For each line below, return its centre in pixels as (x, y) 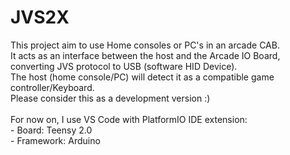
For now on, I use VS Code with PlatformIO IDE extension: (129, 119)
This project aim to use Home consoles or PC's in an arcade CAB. (145, 45)
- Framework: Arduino (55, 140)
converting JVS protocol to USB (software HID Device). (124, 66)
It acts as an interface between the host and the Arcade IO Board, (145, 55)
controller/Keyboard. (52, 87)
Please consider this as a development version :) (110, 98)
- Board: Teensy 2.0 (51, 130)
